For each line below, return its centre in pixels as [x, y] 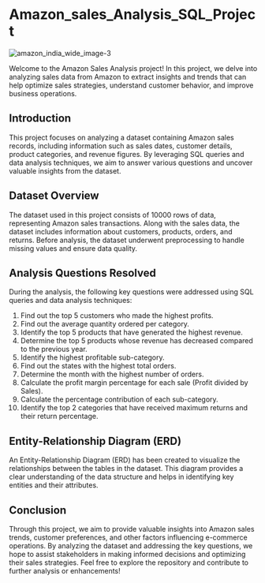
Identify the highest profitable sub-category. [92, 357]
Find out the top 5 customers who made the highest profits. [117, 316]
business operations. [43, 93]
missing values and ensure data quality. [73, 248]
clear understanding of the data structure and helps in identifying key [121, 477]
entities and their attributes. [54, 485]
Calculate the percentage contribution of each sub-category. [119, 399]
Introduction [40, 119]
